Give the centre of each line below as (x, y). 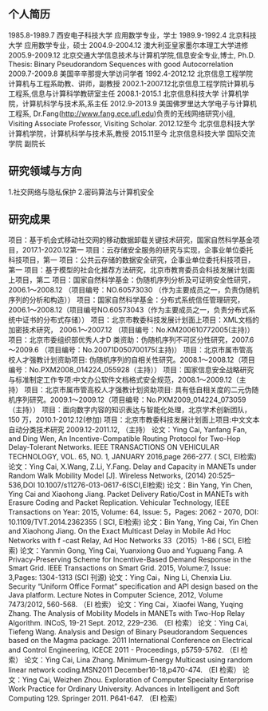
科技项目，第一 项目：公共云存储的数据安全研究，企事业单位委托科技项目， (132, 260)
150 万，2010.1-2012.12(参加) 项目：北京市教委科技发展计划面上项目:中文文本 (134, 420)
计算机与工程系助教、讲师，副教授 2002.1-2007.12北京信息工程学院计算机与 (132, 83)
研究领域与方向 (45, 171)
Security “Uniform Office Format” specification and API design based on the (133, 586)
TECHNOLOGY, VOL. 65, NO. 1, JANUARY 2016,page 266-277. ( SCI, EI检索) (132, 457)
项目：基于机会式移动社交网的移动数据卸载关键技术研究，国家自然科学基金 (130, 240)
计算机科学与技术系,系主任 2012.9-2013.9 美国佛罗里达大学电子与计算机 (140, 103)
